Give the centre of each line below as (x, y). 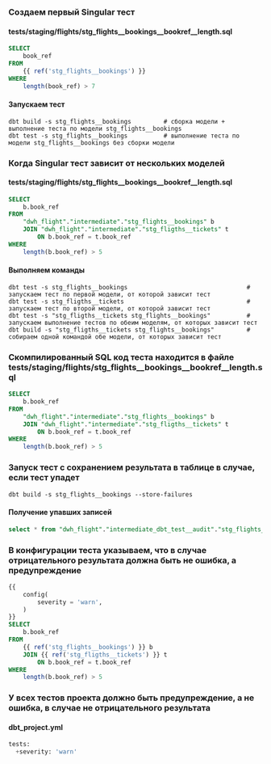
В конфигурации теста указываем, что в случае (108, 550)
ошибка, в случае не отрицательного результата (110, 708)
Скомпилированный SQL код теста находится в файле (121, 357)
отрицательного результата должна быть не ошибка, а (122, 560)
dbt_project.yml (35, 727)
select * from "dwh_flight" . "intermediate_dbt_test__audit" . (113, 529)
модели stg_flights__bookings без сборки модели (92, 143)
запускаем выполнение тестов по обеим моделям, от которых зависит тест (133, 323)
